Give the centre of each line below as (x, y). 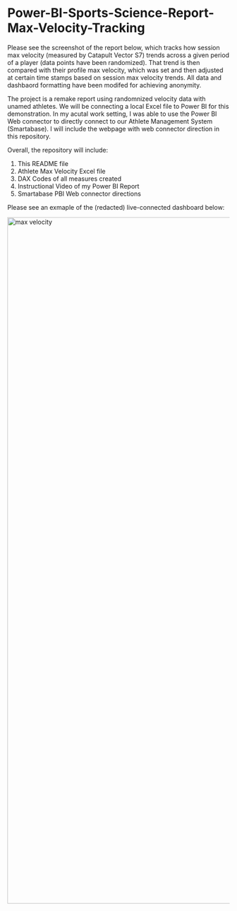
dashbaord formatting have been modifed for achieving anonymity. (104, 85)
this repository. (29, 136)
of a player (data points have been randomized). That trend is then (104, 62)
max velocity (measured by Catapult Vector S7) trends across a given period (119, 55)
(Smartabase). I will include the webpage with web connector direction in (114, 129)
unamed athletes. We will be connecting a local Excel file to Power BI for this (118, 106)
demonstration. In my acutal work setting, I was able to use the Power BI (112, 114)
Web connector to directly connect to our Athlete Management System (110, 121)
